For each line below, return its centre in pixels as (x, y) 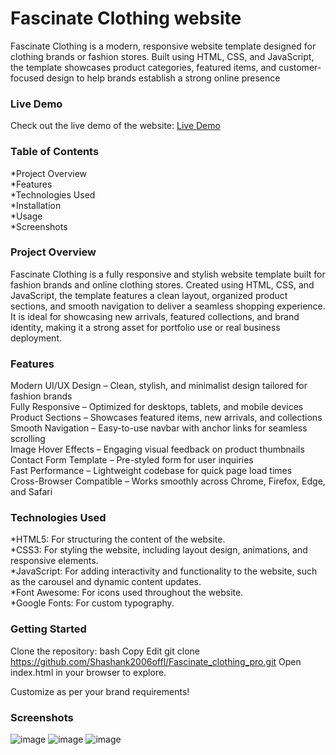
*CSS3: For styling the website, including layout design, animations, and (159, 550)
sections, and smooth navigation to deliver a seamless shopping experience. (168, 306)
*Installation (36, 205)
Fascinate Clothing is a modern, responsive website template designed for (163, 46)
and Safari (31, 492)
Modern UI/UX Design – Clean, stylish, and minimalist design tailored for (159, 386)
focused (27, 78)
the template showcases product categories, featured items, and (143, 67)
